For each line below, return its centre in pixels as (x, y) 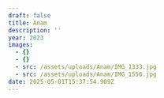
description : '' (35, 30)
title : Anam (28, 23)
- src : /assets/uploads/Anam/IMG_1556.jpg (86, 74)
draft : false (30, 15)
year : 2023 (26, 38)
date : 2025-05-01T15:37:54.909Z (61, 81)
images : (21, 45)
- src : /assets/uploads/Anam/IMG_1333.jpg (86, 67)
